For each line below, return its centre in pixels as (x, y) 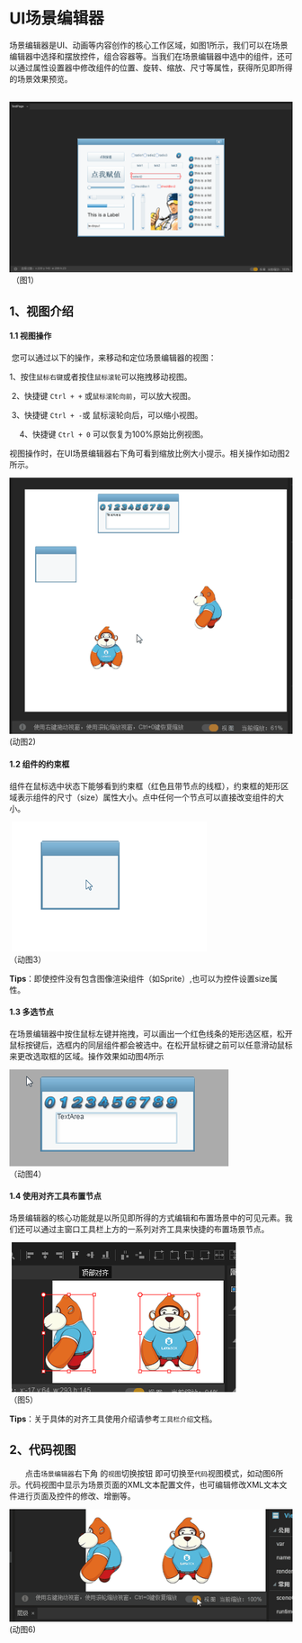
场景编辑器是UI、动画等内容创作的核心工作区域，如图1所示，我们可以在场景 (149, 45)
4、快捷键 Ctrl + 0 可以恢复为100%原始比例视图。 (114, 434)
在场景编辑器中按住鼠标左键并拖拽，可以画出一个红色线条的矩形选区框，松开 (151, 1033)
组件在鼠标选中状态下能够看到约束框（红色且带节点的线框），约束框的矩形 (145, 785)
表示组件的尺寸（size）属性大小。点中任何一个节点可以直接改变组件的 (147, 797)
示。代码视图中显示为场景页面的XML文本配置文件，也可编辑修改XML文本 (145, 1484)
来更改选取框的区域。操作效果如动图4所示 (87, 1056)
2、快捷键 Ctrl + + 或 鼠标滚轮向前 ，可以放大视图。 (103, 395)
